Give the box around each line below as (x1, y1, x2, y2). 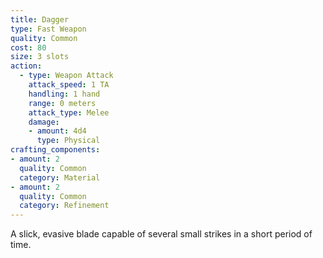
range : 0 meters (28, 98, 97, 108)
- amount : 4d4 (28, 126, 87, 136)
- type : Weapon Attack (19, 71, 114, 81)
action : (10, 61, 43, 71)
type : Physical (36, 136, 101, 146)
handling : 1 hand (28, 89, 101, 99)
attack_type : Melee (28, 107, 110, 118)
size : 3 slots (10, 52, 70, 62)
